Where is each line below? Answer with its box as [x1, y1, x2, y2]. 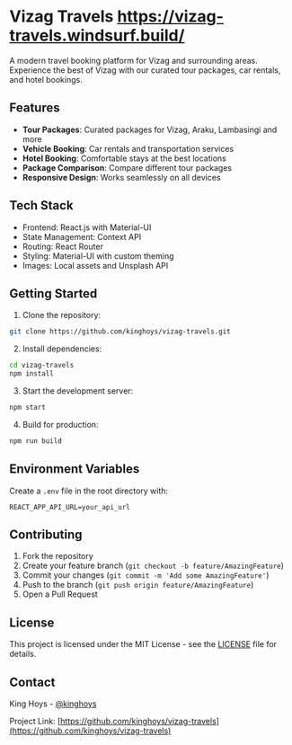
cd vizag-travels [9, 361, 75, 370]
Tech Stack [9, 198, 74, 213]
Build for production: [22, 419, 99, 430]
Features [9, 101, 60, 116]
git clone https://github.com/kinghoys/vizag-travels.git [9, 327, 231, 336]
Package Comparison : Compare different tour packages [22, 162, 232, 173]
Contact [9, 674, 56, 689]
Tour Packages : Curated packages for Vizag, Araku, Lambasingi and [22, 124, 278, 135]
